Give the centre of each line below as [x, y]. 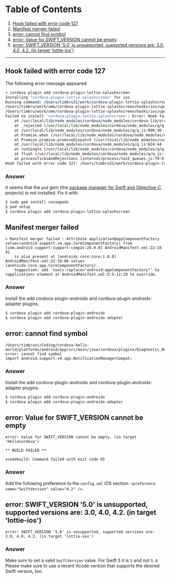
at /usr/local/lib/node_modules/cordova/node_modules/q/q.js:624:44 [88, 145]
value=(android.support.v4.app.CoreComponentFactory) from [69, 244]
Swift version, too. [24, 571]
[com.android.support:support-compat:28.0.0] [54, 248]
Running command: [24, 102]
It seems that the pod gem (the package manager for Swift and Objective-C [83, 188]
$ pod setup [18, 207]
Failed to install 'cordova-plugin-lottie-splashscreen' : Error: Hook [81, 116]
